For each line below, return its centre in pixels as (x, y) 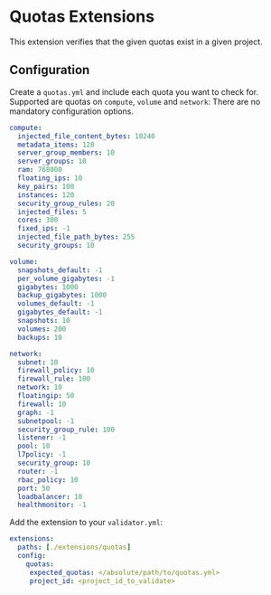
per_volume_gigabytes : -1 (66, 279)
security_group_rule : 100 (66, 430)
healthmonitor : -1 (52, 505)
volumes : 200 (42, 329)
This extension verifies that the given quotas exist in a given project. (136, 42)
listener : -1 (42, 438)
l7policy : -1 (42, 455)
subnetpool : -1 (46, 421)
